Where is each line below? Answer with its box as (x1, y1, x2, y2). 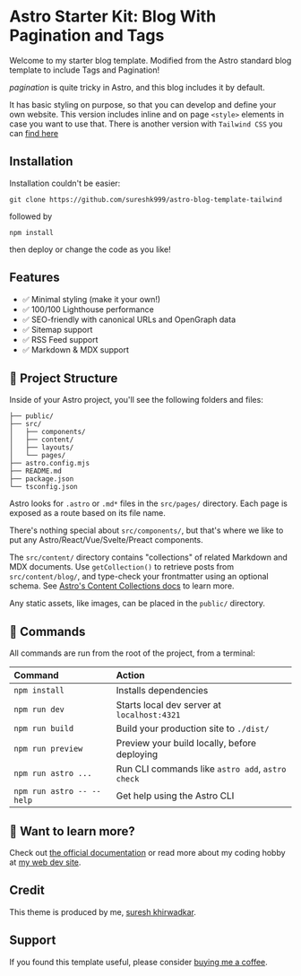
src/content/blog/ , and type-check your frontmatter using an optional (9, 571, 269, 582)
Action (116, 669, 145, 682)
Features (9, 270, 60, 285)
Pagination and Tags (9, 25, 165, 46)
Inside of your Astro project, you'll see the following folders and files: (9, 395, 264, 405)
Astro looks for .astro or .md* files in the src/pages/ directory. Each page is (9, 498, 288, 509)
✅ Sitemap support (21, 324, 93, 335)
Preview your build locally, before (116, 737, 257, 750)
